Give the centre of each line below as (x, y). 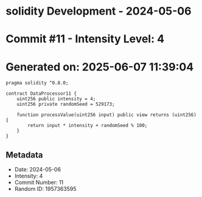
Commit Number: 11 (39, 182)
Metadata (24, 155)
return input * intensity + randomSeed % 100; (88, 126)
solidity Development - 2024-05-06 (99, 11)
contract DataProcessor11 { (41, 94)
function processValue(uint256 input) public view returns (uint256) (107, 115)
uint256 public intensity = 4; (56, 99)
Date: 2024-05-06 (38, 170)
